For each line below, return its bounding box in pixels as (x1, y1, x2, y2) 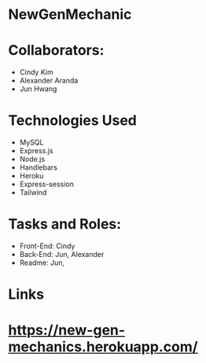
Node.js (19, 155, 46, 164)
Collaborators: (8, 42, 105, 60)
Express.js (19, 146, 53, 156)
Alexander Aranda (19, 76, 79, 86)
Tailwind (19, 188, 47, 197)
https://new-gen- (8, 321, 126, 339)
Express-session (19, 179, 75, 189)
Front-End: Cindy (19, 241, 75, 251)
